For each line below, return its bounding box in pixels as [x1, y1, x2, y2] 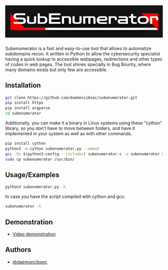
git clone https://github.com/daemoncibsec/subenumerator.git [5, 95, 137, 100]
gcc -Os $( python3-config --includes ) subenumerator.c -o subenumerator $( [5, 151, 166, 156]
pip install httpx [5, 100, 43, 105]
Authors [5, 245, 31, 254]
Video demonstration [12, 231, 56, 237]
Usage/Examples [5, 171, 59, 179]
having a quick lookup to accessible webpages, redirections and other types [5, 56, 162, 62]
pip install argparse [5, 106, 50, 111]
